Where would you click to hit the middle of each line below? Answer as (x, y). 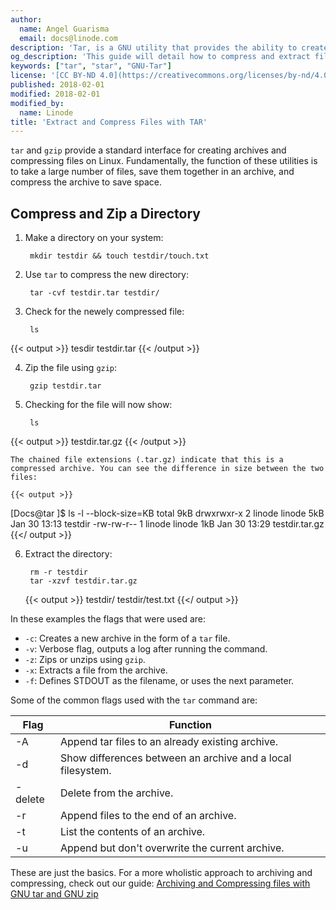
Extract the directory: (68, 554)
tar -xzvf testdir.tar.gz (83, 581)
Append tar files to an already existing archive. (169, 742)
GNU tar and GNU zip (54, 894)
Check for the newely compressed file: (104, 312)
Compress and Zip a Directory (105, 213)
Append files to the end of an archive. (148, 816)
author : (26, 19)
